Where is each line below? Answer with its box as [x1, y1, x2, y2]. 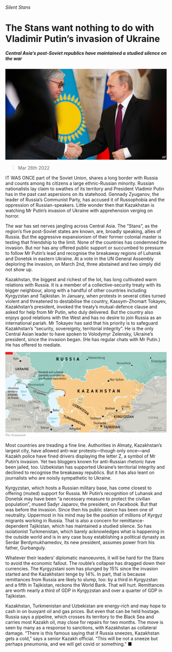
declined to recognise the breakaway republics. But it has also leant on [5, 469, 155, 476]
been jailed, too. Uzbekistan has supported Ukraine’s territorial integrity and [5, 464, 165, 470]
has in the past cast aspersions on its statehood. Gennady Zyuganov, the [5, 191, 159, 197]
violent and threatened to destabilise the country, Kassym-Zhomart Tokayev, [5, 298, 167, 305]
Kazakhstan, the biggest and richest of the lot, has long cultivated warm [5, 276, 157, 283]
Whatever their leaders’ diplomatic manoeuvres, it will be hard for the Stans [5, 555, 164, 561]
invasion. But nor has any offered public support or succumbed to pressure [5, 245, 164, 251]
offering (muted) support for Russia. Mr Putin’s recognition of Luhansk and [5, 490, 162, 496]
